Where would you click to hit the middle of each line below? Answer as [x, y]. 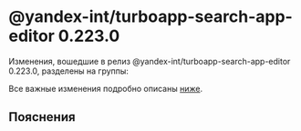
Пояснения [42, 117]
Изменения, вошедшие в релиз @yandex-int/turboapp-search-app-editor [150, 61]
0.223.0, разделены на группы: [69, 71]
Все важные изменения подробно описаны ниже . [105, 88]
